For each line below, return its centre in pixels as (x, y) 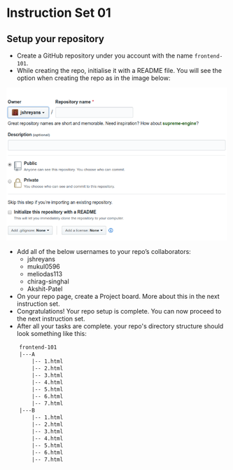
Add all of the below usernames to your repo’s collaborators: (104, 251)
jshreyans (41, 259)
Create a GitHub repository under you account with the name (105, 55)
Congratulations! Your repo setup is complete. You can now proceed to (119, 311)
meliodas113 (45, 274)
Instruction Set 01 (59, 13)
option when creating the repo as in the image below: (93, 78)
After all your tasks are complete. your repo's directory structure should (120, 326)
